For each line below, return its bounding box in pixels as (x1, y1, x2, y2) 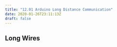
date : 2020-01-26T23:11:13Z (5, 12, 62, 16)
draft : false (5, 16, 31, 21)
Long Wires (5, 34, 40, 42)
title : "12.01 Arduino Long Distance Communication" (5, 7, 113, 12)
